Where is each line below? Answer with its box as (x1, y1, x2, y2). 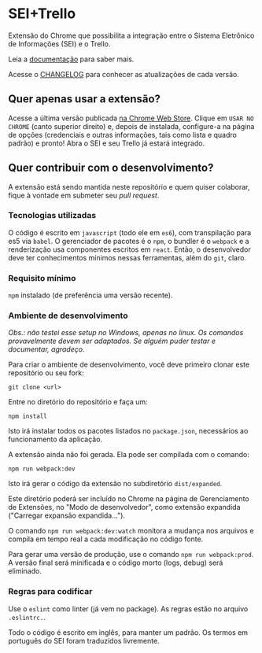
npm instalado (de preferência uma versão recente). (8, 290, 173, 300)
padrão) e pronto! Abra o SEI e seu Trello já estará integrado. (8, 138, 205, 148)
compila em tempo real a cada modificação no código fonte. (8, 534, 204, 544)
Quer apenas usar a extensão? (8, 92, 161, 106)
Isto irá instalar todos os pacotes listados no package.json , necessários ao (8, 426, 249, 436)
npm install (8, 412, 47, 421)
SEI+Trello (8, 5, 76, 23)
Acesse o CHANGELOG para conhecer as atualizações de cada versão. (8, 69, 240, 79)
